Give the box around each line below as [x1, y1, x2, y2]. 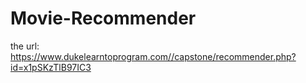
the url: [10, 40, 40, 52]
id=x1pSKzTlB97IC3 [10, 61, 92, 73]
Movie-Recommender [10, 7, 197, 30]
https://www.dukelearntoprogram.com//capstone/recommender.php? [10, 50, 297, 62]
